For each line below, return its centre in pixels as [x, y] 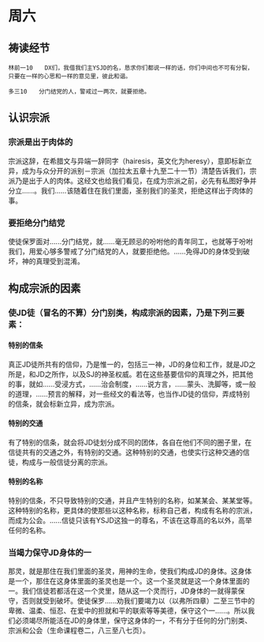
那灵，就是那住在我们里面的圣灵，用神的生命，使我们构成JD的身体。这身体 [130, 571]
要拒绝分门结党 [37, 223]
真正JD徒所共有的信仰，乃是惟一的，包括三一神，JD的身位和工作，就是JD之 [132, 364]
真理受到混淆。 [59, 261]
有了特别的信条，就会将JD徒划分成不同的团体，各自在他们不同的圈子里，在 [130, 442]
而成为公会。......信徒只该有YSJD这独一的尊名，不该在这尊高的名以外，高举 [130, 520]
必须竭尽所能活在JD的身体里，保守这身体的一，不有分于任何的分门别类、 [133, 621]
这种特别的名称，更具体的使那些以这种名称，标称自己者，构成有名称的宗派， [132, 510]
